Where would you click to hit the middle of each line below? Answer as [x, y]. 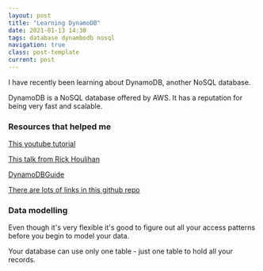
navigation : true [37, 45]
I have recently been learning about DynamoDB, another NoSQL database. [130, 82]
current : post [32, 60]
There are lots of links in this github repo [74, 190]
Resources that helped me [60, 126]
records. [22, 260]
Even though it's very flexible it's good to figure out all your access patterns [132, 227]
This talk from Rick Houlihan [54, 159]
